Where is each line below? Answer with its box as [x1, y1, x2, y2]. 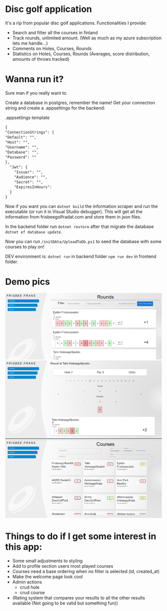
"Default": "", [5, 134, 37, 140]
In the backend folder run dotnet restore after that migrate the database [5, 223, 154, 230]
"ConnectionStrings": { [5, 129, 55, 135]
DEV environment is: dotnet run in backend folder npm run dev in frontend [5, 253, 157, 259]
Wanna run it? [5, 74, 64, 85]
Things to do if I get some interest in [5, 531, 157, 542]
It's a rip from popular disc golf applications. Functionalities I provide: [5, 20, 147, 26]
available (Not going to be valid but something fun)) [12, 600, 118, 606]
